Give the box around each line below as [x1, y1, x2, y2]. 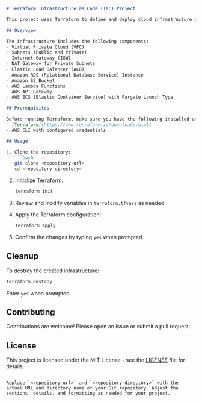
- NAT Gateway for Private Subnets [6, 61, 96, 67]
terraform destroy [6, 278, 52, 284]
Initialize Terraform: [14, 177, 64, 184]
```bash [14, 154, 34, 161]
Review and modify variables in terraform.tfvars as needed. [14, 199, 167, 206]
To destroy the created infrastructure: [6, 267, 99, 274]
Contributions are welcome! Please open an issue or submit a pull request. [6, 323, 191, 330]
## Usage [6, 138, 28, 144]
